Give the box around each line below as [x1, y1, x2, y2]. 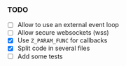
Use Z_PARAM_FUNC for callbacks [17, 36, 108, 44]
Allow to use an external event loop [17, 21, 119, 29]
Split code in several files [17, 44, 90, 53]
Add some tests [17, 52, 63, 60]
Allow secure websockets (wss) [17, 28, 110, 37]
